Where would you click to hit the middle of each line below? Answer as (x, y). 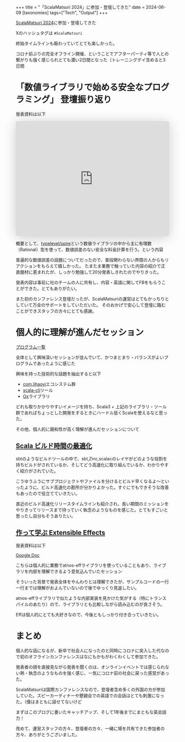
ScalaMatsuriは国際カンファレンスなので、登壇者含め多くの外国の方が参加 (91, 689)
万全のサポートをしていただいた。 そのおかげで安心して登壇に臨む (99, 305)
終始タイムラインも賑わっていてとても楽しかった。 (66, 43)
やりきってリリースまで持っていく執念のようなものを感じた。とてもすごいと (92, 510)
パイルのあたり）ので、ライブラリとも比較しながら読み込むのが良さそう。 (90, 604)
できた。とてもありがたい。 (52, 288)
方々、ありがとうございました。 (48, 734)
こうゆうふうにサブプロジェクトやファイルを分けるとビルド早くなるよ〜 (88, 481)
